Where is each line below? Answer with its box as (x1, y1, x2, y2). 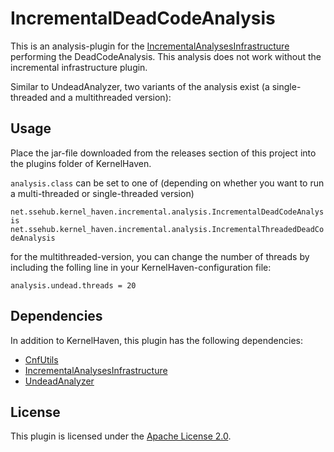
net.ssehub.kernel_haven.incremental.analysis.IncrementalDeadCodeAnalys (10, 207, 325, 217)
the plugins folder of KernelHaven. (10, 157, 152, 169)
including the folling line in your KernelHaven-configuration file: (10, 261, 272, 273)
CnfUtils (24, 353, 59, 366)
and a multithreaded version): (49, 91, 172, 103)
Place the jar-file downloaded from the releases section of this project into (10, 147, 317, 159)
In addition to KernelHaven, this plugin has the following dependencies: (10, 334, 303, 346)
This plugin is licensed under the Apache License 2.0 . (10, 430, 232, 442)
